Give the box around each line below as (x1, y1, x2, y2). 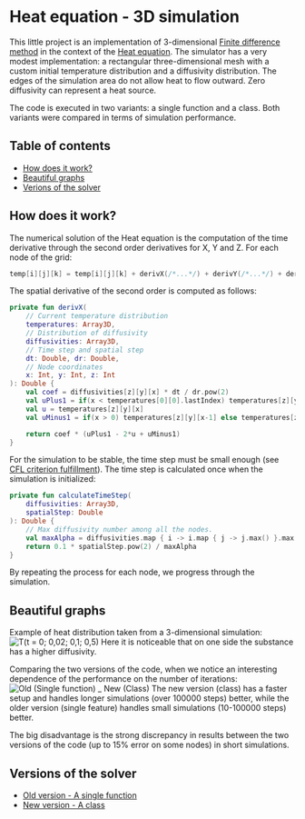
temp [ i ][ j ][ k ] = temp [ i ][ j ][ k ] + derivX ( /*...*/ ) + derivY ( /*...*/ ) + (9, 269, 283, 278)
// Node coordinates (25, 362, 103, 372)
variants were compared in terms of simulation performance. (9, 112, 237, 123)
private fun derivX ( (9, 303, 88, 313)
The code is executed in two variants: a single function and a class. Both (9, 102, 280, 113)
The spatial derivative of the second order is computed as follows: (9, 285, 257, 296)
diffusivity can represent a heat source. (9, 85, 157, 95)
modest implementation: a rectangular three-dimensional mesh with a (9, 55, 270, 66)
